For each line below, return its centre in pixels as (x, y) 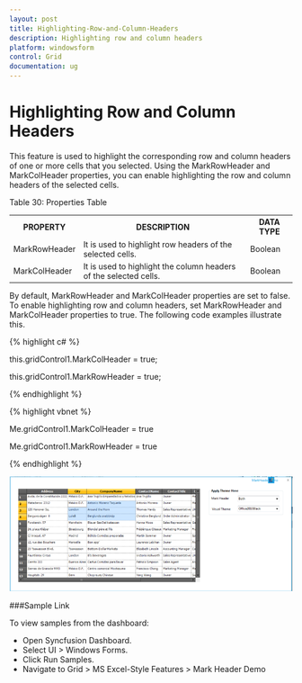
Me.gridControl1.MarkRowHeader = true (83, 446)
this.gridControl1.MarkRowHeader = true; (85, 377)
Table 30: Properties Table (58, 202)
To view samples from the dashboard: (80, 623)
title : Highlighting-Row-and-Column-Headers (94, 28)
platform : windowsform (52, 48)
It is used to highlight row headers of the (158, 244)
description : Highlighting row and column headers (106, 38)
